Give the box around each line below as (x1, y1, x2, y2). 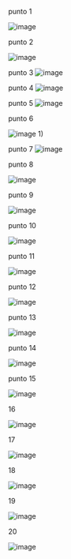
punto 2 (8, 37, 34, 47)
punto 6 (8, 114, 34, 123)
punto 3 (8, 68, 34, 77)
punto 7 (8, 144, 33, 153)
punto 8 (8, 159, 34, 169)
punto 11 (8, 252, 35, 261)
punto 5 (8, 99, 34, 107)
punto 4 (8, 83, 34, 92)
